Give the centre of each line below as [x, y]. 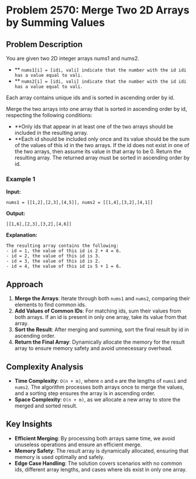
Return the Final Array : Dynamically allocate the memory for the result [100, 342]
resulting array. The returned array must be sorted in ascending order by [102, 158]
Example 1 [21, 179]
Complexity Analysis [45, 367]
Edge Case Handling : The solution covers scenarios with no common [98, 463]
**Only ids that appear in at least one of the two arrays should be [94, 126]
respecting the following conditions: [49, 115]
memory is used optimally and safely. [59, 457]
